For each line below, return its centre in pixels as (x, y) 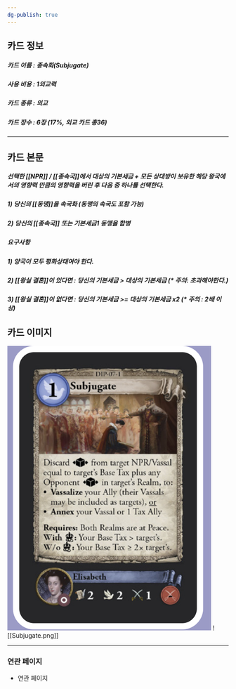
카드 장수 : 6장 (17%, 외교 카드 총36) (57, 122)
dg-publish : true (33, 15)
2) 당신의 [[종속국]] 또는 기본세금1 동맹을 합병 (69, 223)
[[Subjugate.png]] (33, 636)
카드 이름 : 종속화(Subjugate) (48, 65)
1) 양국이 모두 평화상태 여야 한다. (51, 261)
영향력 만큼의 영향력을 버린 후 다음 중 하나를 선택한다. (92, 185)
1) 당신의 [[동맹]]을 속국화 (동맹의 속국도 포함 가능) (76, 204)
